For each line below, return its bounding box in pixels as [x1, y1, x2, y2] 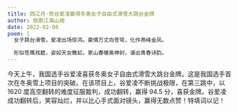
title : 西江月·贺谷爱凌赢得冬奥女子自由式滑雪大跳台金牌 [7, 10, 155, 18]
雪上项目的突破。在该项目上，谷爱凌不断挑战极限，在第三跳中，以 [31, 78, 225, 87]
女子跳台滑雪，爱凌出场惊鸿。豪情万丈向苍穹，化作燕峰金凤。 [13, 37, 168, 44]
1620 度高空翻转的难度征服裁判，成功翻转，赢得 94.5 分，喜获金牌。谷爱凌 [7, 88, 227, 95]
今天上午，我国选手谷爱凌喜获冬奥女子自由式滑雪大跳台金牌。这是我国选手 [7, 70, 225, 78]
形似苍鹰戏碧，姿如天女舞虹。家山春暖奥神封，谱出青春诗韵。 [13, 49, 168, 57]
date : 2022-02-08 [7, 23, 59, 30]
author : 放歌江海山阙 [7, 17, 65, 24]
